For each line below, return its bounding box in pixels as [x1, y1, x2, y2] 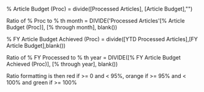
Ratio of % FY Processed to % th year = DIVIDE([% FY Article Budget [6, 54, 181, 61]
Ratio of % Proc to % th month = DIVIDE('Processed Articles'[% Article [6, 17, 185, 24]
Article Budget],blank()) [6, 42, 66, 49]
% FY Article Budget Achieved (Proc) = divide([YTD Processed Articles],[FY [6, 36, 198, 42]
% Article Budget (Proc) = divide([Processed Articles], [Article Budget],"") [6, 6, 193, 12]
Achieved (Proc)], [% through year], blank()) [6, 61, 118, 67]
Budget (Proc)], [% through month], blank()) [6, 24, 118, 31]
